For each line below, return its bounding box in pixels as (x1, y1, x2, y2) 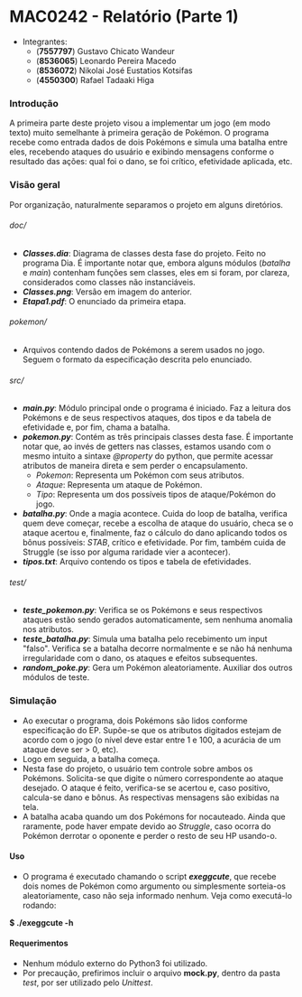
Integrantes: (22, 36, 68, 47)
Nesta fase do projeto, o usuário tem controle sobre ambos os (22, 763, 253, 774)
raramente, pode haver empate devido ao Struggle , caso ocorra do (22, 820, 271, 832)
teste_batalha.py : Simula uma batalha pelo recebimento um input (22, 634, 268, 645)
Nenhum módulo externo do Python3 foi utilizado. (22, 958, 208, 969)
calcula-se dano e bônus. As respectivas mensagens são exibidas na (22, 792, 279, 803)
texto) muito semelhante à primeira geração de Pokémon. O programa (9, 127, 270, 138)
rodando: (22, 899, 57, 910)
